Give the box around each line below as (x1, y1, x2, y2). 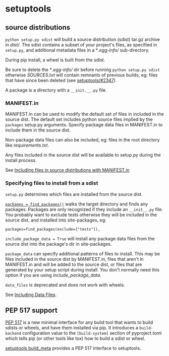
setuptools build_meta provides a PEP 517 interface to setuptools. (5, 345, 141, 351)
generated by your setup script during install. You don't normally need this (5, 266, 160, 272)
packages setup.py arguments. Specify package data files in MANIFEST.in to (5, 122, 163, 128)
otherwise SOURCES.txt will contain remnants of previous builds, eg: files (5, 72, 158, 78)
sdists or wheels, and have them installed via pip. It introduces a (5, 325, 139, 331)
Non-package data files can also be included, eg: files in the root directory (5, 137, 160, 143)
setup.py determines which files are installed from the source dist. (5, 191, 143, 197)
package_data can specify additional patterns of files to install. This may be (5, 250, 160, 257)
